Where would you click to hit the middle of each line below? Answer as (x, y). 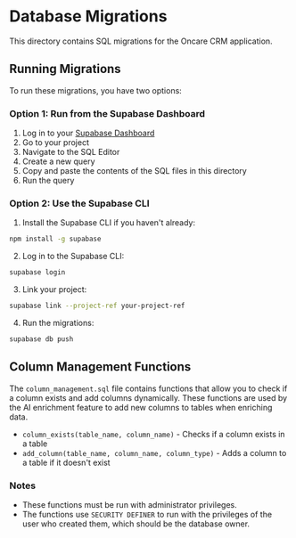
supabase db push (41, 339)
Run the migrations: (58, 322)
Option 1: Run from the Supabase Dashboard (107, 113)
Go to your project (55, 143)
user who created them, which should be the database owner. (136, 524)
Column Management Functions (100, 367)
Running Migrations (66, 69)
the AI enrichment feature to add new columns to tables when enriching (141, 407)
